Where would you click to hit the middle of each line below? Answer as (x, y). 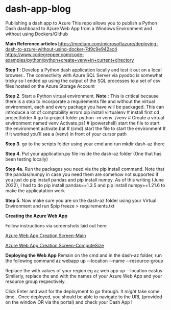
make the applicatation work (35, 190)
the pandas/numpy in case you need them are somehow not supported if (82, 174)
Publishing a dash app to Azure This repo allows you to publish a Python (81, 23)
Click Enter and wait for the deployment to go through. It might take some (82, 291)
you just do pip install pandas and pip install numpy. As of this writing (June (85, 179)
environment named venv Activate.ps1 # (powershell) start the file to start (82, 123)
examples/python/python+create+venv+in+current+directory (70, 60)
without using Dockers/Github (37, 34)
